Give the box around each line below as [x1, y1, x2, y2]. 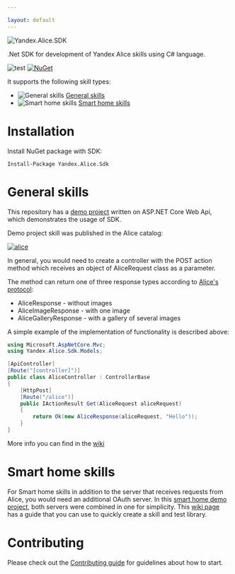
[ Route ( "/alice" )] [20, 393, 74, 400]
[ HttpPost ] [20, 387, 52, 394]
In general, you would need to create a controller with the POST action [7, 256, 212, 264]
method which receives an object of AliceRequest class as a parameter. [7, 264, 216, 272]
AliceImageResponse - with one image [17, 306, 131, 315]
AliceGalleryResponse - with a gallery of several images [17, 313, 181, 322]
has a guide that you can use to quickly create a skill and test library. [7, 510, 207, 518]
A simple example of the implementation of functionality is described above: [7, 327, 229, 336]
